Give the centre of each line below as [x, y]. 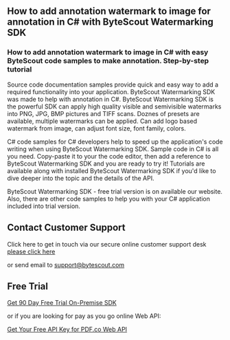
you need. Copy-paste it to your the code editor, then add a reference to [109, 156]
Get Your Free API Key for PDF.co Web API [67, 330]
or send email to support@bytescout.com [66, 264]
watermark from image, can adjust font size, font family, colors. [97, 128]
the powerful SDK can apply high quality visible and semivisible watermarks [114, 106]
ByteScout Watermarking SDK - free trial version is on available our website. [115, 191]
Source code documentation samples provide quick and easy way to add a [113, 84]
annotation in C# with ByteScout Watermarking [111, 22]
